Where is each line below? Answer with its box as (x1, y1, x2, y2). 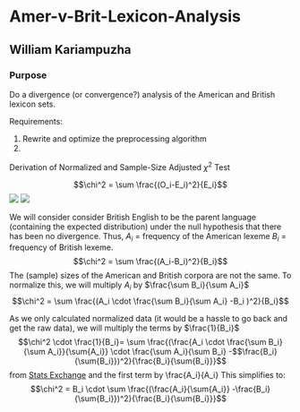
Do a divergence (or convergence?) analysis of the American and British (9, 89, 276, 99)
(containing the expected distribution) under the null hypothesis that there (9, 221, 282, 232)
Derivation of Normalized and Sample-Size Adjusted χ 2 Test (9, 159, 231, 172)
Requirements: (9, 116, 63, 126)
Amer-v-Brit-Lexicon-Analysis (9, 6, 242, 27)
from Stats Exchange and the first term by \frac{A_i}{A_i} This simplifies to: (9, 370, 287, 381)
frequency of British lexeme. (9, 242, 114, 253)
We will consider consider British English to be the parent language (9, 211, 257, 222)
